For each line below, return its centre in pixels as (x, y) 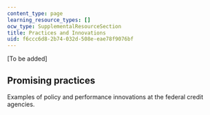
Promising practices (51, 80)
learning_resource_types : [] (49, 20)
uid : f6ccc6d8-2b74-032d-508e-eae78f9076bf (71, 39)
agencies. (21, 104)
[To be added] (27, 59)
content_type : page (35, 13)
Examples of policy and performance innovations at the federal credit (105, 96)
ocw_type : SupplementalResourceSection (64, 26)
